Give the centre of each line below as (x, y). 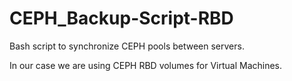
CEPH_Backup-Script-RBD (121, 18)
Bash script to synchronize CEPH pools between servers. (127, 46)
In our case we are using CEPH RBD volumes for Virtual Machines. (146, 65)
